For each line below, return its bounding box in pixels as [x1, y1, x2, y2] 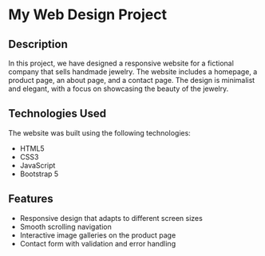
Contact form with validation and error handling [19, 238, 176, 248]
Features [8, 192, 53, 206]
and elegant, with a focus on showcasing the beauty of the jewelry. [8, 84, 229, 93]
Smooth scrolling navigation [19, 222, 112, 231]
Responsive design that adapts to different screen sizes [19, 213, 204, 223]
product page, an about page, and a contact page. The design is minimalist [8, 76, 255, 85]
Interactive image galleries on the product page [19, 230, 176, 240]
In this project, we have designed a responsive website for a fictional [8, 58, 234, 68]
